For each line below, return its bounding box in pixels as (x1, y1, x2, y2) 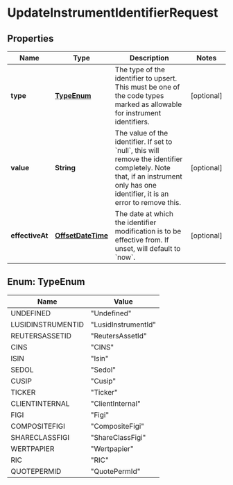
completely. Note (114, 163, 171, 172)
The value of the (114, 129, 169, 138)
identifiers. (114, 117, 150, 126)
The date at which (114, 209, 173, 218)
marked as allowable (114, 99, 182, 109)
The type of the (114, 65, 165, 74)
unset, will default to (114, 244, 181, 253)
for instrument (114, 108, 162, 117)
